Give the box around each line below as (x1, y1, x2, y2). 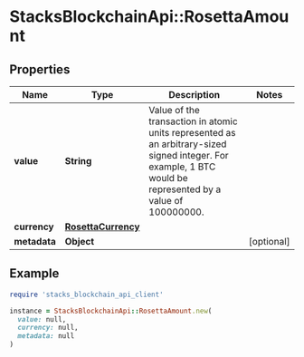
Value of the (148, 104, 201, 116)
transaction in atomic (148, 115, 238, 128)
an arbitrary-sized (148, 138, 227, 150)
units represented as (148, 127, 237, 139)
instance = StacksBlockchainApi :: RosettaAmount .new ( (9, 306, 213, 315)
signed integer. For (148, 150, 229, 161)
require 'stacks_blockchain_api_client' (9, 290, 165, 299)
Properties (9, 62, 71, 77)
